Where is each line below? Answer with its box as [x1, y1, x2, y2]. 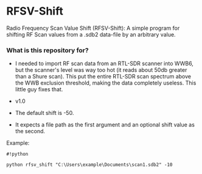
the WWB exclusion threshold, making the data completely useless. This [15, 79, 197, 86]
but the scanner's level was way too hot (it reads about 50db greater [15, 66, 187, 74]
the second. [15, 128, 46, 135]
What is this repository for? [6, 46, 89, 54]
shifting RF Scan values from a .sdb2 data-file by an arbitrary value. [6, 30, 176, 38]
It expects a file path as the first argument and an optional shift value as [15, 121, 195, 128]
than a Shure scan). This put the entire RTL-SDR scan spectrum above [15, 73, 192, 80]
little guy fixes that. [15, 86, 63, 93]
